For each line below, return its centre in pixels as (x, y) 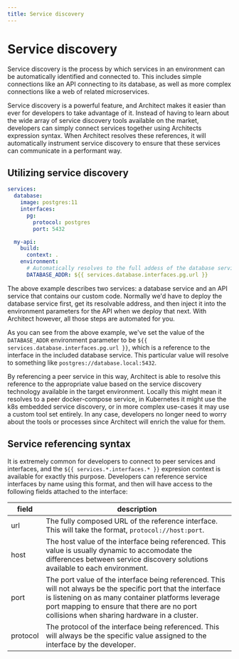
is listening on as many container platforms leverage (133, 597)
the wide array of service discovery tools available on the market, (103, 120)
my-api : (25, 242)
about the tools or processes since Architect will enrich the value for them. (117, 422)
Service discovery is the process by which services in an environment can (116, 69)
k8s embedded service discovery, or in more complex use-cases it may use (118, 407)
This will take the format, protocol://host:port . (125, 530)
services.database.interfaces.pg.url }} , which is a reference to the (109, 347)
